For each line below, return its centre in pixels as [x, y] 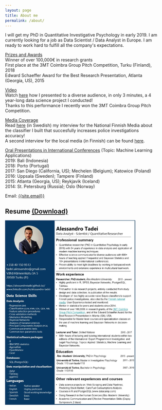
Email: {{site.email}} [25, 196]
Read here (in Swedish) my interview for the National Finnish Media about [79, 125]
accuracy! [15, 136]
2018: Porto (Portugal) [27, 166]
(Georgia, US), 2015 [25, 81]
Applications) [18, 155]
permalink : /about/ [25, 20]
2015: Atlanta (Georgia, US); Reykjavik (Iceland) [53, 181]
